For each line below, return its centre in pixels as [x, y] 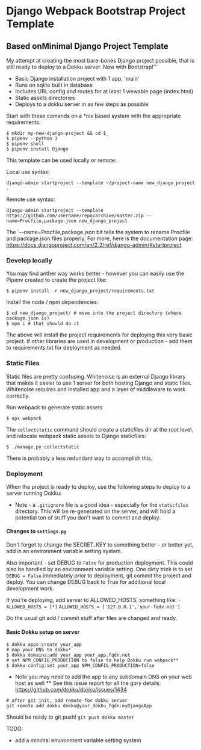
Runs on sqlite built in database [54, 85]
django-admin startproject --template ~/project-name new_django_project [101, 183]
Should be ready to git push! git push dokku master [70, 717]
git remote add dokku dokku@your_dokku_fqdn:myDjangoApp [79, 706]
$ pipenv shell [25, 144]
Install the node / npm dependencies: [52, 302]
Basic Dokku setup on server [43, 632]
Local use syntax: [28, 172]
